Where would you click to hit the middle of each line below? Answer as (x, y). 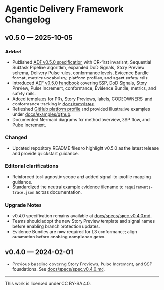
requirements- (139, 187)
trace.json (23, 193)
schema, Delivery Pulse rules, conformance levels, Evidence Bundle (80, 73)
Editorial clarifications (32, 166)
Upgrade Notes (23, 205)
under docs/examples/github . (42, 114)
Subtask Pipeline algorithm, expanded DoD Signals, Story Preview (78, 67)
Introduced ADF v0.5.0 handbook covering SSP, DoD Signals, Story (80, 83)
